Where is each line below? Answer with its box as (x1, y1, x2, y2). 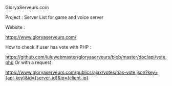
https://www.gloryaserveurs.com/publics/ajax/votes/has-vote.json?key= (5, 69, 158, 75)
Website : (5, 24, 26, 30)
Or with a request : (14, 59, 54, 66)
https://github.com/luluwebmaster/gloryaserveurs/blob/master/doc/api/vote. (5, 54, 167, 60)
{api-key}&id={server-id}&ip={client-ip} (5, 75, 89, 81)
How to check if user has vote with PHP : (5, 44, 92, 50)
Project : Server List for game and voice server (5, 14, 104, 20)
